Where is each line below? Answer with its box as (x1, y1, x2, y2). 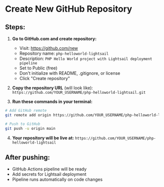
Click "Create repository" (19, 76, 70, 81)
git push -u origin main (5, 126, 56, 131)
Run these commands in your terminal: (12, 99, 93, 104)
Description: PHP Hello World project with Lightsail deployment (19, 56, 153, 62)
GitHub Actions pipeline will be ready (12, 166, 87, 172)
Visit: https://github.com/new (19, 45, 78, 51)
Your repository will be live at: (12, 135, 74, 141)
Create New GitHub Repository (5, 3, 133, 15)
